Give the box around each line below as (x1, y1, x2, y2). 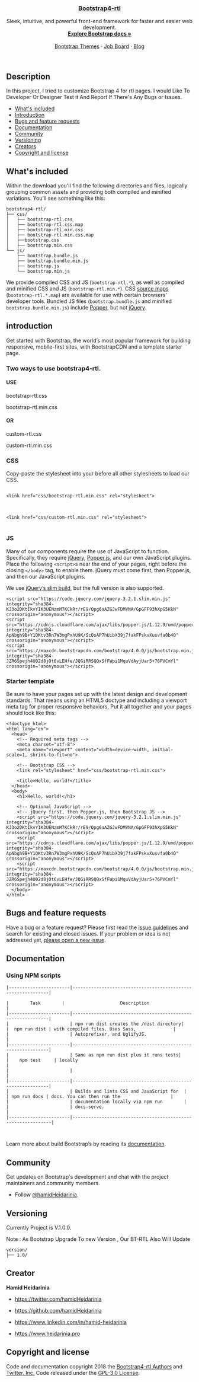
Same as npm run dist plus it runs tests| (75, 1052, 182, 1058)
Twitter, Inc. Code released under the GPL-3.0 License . (6, 1369, 140, 1376)
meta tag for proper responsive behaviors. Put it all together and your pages (6, 703, 192, 710)
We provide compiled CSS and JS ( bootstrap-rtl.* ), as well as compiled (6, 279, 185, 286)
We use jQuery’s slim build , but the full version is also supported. (6, 584, 164, 591)
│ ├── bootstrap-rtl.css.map (6, 221, 84, 228)
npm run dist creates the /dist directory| (75, 1021, 184, 1027)
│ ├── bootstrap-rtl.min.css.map (6, 232, 94, 238)
